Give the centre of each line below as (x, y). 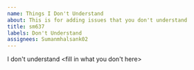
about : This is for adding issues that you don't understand (97, 20)
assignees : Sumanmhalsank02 (48, 40)
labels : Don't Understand (44, 33)
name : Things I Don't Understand (55, 14)
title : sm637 (26, 26)
